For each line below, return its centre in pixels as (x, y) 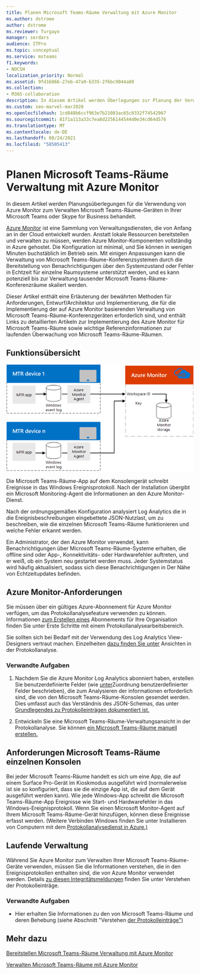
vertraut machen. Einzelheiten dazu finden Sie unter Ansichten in (112, 644)
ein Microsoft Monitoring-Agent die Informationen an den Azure (84, 494)
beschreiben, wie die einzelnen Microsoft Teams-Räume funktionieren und (98, 524)
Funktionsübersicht (43, 353)
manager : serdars (28, 38)
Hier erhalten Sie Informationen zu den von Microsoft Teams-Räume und (104, 914)
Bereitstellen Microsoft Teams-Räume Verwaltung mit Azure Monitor (90, 953)
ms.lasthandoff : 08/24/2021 (41, 138)
